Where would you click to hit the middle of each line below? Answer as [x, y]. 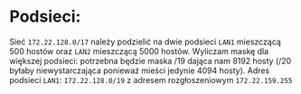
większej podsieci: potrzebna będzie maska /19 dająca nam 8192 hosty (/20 [150, 61]
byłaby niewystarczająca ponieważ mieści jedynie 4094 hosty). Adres [140, 70]
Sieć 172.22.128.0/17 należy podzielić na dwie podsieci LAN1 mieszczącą [146, 42]
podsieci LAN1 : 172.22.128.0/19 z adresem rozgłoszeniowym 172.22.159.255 [151, 80]
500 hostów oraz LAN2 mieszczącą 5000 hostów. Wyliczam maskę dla [139, 51]
